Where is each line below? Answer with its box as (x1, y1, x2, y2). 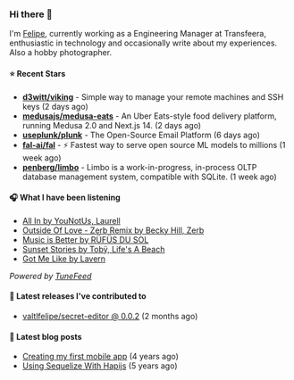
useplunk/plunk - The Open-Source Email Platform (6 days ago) (21, 129, 261, 140)
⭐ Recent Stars (9, 68, 66, 78)
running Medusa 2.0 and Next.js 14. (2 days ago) (21, 120, 202, 130)
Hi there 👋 (9, 8, 54, 21)
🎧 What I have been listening (9, 192, 121, 203)
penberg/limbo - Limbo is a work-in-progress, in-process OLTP (21, 161, 257, 172)
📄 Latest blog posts (9, 331, 82, 342)
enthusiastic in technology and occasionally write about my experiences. (9, 37, 278, 48)
